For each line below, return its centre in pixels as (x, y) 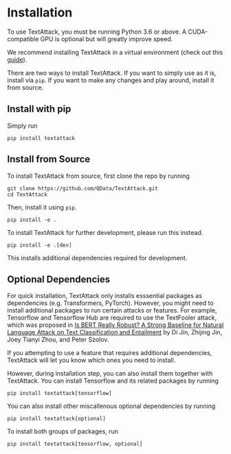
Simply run (22, 126)
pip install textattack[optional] (57, 419)
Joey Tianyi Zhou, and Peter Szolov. (58, 340)
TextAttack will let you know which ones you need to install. (91, 360)
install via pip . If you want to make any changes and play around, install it (111, 80)
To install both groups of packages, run (63, 431)
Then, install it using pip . (42, 207)
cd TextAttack (27, 194)
